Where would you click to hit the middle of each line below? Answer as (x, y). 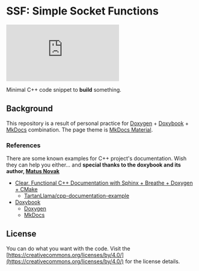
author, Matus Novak (33, 171)
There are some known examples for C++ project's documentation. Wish (96, 159)
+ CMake (26, 190)
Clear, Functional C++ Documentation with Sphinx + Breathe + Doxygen (104, 183)
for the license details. (153, 261)
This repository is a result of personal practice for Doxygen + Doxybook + (98, 123)
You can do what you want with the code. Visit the (68, 248)
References (23, 145)
